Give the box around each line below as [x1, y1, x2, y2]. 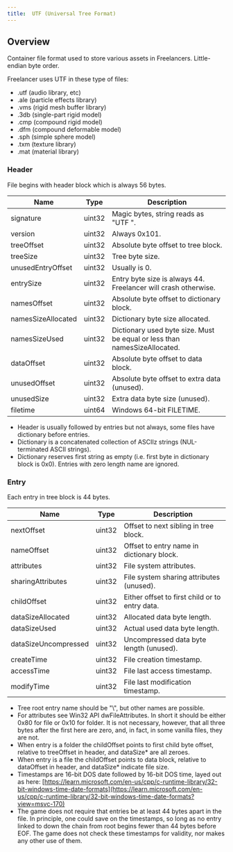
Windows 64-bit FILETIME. [112, 405, 201, 415]
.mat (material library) [17, 147, 80, 156]
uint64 [83, 405, 105, 415]
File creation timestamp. [123, 655, 202, 665]
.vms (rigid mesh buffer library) [17, 103, 107, 112]
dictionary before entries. [17, 430, 90, 438]
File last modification [123, 678, 192, 687]
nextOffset [10, 526, 45, 535]
